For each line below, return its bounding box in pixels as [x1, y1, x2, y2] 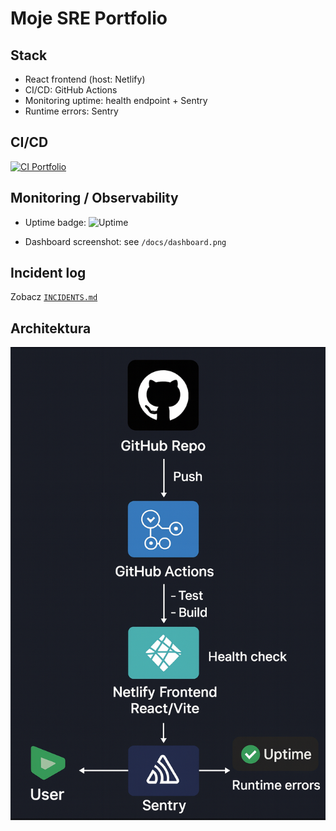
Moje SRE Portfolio [10, 7, 168, 30]
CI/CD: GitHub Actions [24, 84, 118, 96]
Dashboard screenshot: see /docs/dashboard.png [24, 235, 227, 247]
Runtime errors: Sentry [24, 105, 119, 117]
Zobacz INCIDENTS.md [10, 291, 98, 303]
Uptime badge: [24, 216, 87, 228]
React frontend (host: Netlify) [24, 73, 146, 85]
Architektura [10, 320, 92, 337]
